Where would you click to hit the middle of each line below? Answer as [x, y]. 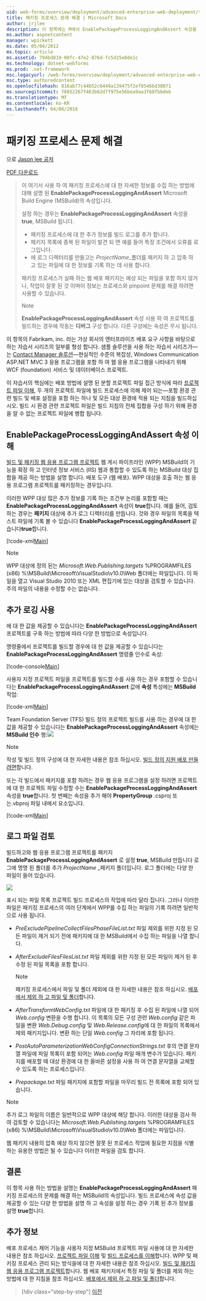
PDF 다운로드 [22, 172]
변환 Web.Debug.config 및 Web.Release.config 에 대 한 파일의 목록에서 [113, 1025]
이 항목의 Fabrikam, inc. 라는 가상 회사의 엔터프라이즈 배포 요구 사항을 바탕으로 [101, 339]
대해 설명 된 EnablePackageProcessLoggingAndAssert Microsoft [104, 193]
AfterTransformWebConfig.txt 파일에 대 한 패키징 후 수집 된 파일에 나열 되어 [107, 1010]
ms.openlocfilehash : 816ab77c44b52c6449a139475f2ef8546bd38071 [89, 86]
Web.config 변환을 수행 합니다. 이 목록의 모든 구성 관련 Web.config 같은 [102, 1017]
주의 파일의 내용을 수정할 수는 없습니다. [53, 589]
